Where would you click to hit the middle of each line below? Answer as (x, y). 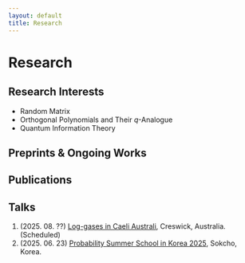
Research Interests (56, 92)
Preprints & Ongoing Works (78, 153)
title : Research (35, 23)
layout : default (35, 16)
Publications (40, 180)
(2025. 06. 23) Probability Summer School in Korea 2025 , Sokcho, (128, 243)
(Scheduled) (40, 235)
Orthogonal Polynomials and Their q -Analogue (96, 120)
